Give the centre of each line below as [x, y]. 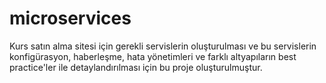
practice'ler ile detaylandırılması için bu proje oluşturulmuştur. [136, 67]
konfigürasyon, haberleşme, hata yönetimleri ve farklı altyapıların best [153, 56]
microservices [70, 18]
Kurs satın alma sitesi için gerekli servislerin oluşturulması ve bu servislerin [163, 46]
